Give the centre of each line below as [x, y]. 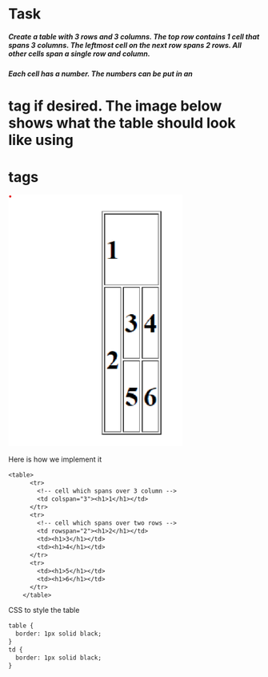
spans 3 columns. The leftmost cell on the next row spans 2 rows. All [125, 45]
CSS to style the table [44, 611]
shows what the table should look [122, 123]
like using [41, 140]
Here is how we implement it [55, 459]
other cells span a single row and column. [79, 54]
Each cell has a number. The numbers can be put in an [101, 74]
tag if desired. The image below [115, 106]
